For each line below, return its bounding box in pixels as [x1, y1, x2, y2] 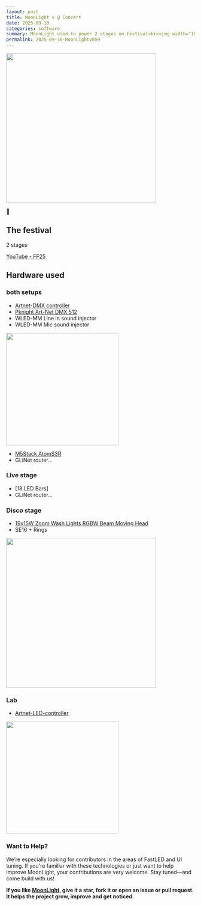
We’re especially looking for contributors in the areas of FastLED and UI [6, 856, 182, 863]
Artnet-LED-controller [14, 710, 69, 717]
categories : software [6, 25, 60, 32]
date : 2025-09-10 [6, 20, 50, 26]
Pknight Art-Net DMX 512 [14, 308, 78, 315]
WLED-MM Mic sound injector [14, 321, 90, 328]
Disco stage [6, 506, 42, 514]
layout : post [6, 8, 39, 15]
